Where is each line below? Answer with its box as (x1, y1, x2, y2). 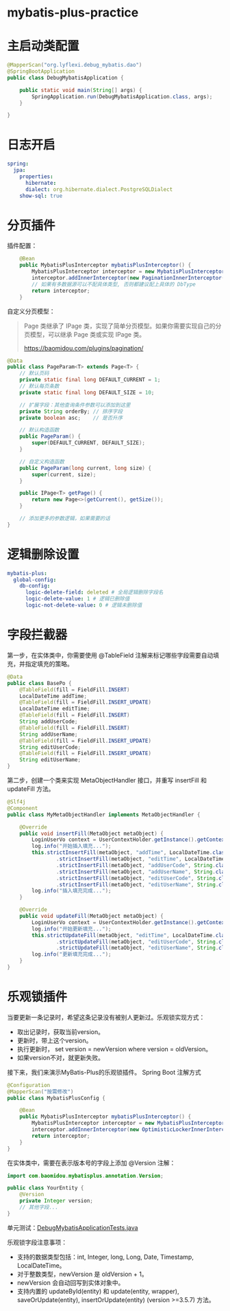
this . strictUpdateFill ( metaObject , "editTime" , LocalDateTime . (31, 932, 216, 939)
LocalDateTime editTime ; (19, 706, 90, 713)
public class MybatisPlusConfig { (7, 1095, 106, 1101)
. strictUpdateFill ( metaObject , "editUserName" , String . (55, 945, 219, 952)
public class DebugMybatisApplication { (7, 74, 125, 81)
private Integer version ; (19, 1198, 94, 1204)
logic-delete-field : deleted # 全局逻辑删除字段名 (25, 589, 164, 596)
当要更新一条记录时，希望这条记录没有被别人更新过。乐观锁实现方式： (7, 1013, 205, 1021)
